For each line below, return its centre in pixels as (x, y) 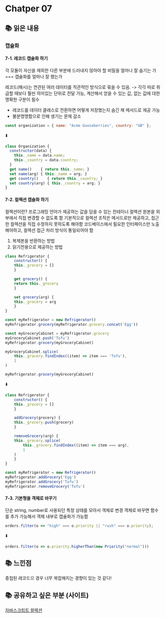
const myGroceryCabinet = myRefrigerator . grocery (57, 333)
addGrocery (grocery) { (37, 418)
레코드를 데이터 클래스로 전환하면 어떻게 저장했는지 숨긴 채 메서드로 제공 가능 (86, 110)
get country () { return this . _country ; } (56, 178)
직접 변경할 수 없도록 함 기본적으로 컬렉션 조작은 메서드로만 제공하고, (84, 218)
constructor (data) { (31, 151)
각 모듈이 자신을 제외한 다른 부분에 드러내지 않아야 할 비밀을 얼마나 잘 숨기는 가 (81, 70)
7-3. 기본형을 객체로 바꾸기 (31, 498)
